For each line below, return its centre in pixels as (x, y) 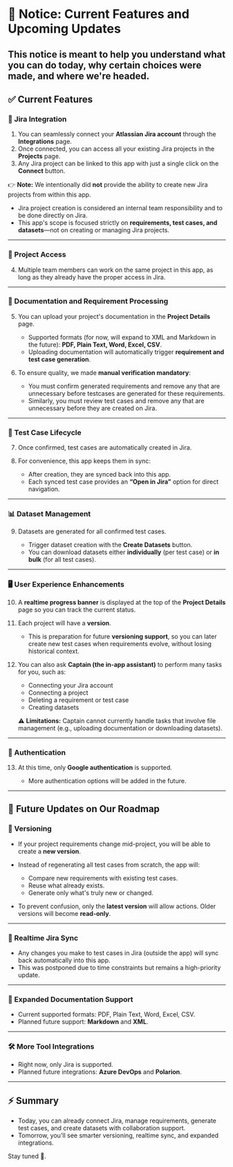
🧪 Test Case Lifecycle (45, 432)
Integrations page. (45, 142)
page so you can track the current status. (77, 609)
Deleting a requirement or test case (78, 700)
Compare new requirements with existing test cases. (103, 878)
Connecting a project (58, 692)
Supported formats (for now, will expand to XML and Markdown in (122, 337)
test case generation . (59, 359)
